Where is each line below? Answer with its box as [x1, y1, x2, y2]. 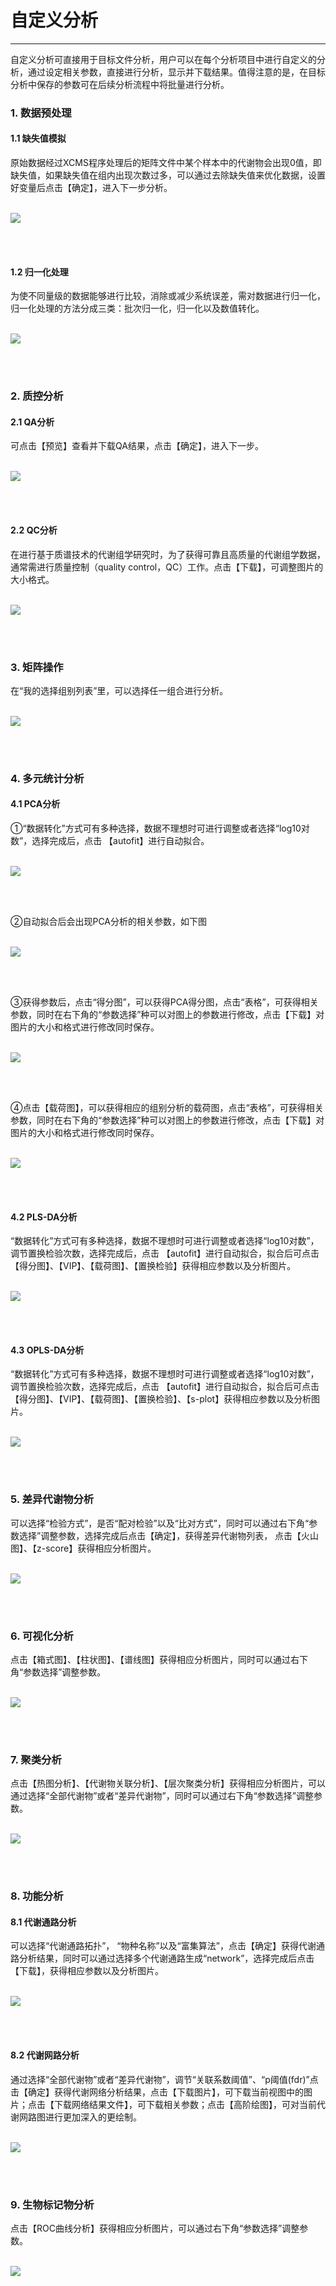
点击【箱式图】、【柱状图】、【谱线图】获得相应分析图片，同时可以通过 [10, 1654, 291, 1666]
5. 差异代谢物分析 [10, 1492, 95, 1506]
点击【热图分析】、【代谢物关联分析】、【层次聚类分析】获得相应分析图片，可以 [10, 1777, 326, 1790]
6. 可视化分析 [10, 1629, 74, 1643]
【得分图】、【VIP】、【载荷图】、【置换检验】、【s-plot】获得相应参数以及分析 [10, 1393, 312, 1405]
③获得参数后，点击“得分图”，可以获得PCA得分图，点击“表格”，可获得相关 [10, 996, 319, 1008]
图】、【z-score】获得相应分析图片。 [10, 1542, 157, 1554]
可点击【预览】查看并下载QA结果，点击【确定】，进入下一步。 [10, 440, 264, 452]
